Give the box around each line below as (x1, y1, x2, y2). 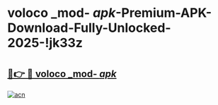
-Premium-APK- (115, 5, 212, 21)
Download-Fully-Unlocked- (7, 20, 171, 36)
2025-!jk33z (7, 35, 84, 51)
